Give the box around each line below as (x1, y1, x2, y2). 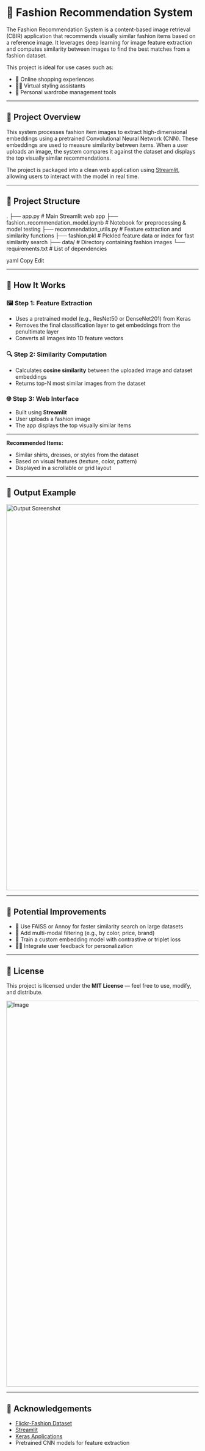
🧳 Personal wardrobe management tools (15, 88, 117, 95)
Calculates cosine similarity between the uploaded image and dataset (15, 367, 193, 374)
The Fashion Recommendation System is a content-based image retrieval (6, 26, 191, 33)
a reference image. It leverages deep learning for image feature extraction (6, 39, 192, 46)
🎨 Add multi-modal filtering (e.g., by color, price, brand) (15, 930, 155, 937)
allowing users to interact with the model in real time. (6, 173, 139, 180)
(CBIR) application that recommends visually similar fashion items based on (6, 32, 196, 39)
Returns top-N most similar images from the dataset (15, 379, 146, 387)
